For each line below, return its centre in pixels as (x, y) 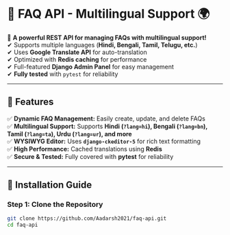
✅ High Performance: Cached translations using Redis (85, 149)
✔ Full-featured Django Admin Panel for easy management (91, 66)
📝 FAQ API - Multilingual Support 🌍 (108, 14)
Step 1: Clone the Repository (55, 205)
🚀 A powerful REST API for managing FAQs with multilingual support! (107, 37)
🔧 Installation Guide (50, 185)
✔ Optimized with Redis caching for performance (77, 59)
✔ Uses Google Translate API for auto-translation (77, 52)
